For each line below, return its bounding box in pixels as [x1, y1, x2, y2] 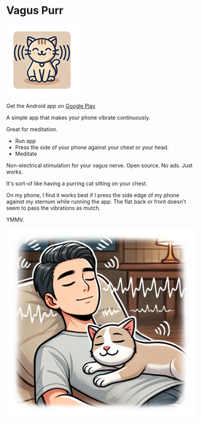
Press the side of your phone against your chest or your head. [14, 143, 169, 151]
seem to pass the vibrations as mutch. [6, 204, 101, 211]
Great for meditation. [6, 125, 58, 133]
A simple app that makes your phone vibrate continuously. [6, 114, 150, 121]
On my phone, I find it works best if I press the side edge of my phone [6, 191, 179, 199]
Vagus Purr [6, 4, 64, 17]
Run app [14, 137, 36, 145]
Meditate [14, 150, 37, 157]
